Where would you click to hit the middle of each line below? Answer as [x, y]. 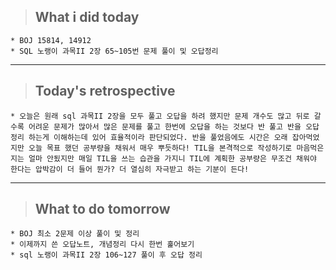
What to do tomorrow [102, 209]
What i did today [87, 17]
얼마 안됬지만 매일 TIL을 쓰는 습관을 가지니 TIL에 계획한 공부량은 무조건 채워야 [172, 158]
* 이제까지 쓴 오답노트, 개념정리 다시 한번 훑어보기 [102, 245]
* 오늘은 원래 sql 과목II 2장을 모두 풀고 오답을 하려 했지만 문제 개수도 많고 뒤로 [160, 116]
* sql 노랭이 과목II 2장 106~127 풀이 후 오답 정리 [106, 255]
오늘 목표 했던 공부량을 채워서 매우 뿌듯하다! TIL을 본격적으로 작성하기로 [160, 148]
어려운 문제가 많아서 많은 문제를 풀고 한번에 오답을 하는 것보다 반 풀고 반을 [165, 126]
